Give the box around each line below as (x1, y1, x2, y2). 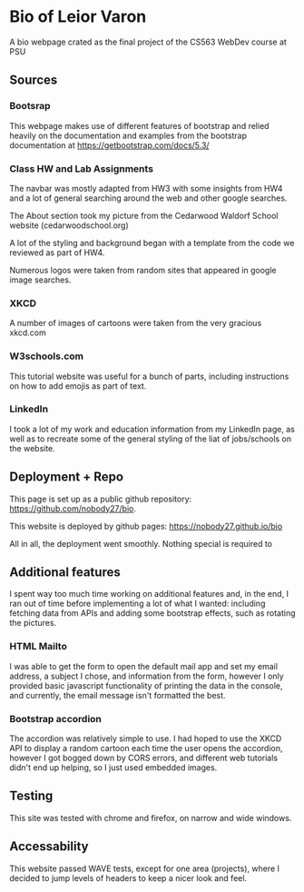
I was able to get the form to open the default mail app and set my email (9, 660, 279, 671)
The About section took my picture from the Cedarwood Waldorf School (9, 210, 279, 221)
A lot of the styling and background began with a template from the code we (9, 237, 295, 248)
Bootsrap (9, 100, 52, 113)
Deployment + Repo (9, 470, 124, 485)
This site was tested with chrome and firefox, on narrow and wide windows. (9, 812, 292, 823)
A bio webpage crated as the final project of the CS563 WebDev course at (9, 36, 288, 47)
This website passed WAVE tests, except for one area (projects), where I (9, 863, 279, 874)
